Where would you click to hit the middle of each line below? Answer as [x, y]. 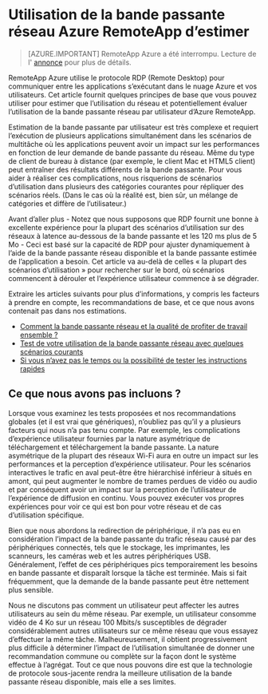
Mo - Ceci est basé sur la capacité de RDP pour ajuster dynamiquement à [129, 244]
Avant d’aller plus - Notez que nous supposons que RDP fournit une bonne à [134, 219]
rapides [32, 368]
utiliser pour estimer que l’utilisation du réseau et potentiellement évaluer [128, 103]
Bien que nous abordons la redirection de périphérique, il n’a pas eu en [124, 530]
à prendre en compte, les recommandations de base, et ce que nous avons [132, 302]
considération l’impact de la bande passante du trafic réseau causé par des [132, 539]
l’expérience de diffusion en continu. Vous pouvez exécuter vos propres [126, 498]
